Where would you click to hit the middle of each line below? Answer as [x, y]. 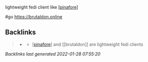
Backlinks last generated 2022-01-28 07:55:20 [53, 54]
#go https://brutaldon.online [34, 17]
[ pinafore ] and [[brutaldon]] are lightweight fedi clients [88, 44]
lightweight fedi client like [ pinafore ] [42, 7]
